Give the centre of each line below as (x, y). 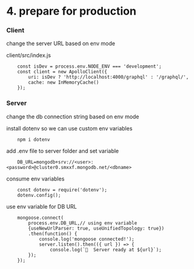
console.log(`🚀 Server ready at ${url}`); (106, 249)
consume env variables (36, 179)
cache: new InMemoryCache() (64, 83)
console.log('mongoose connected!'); (87, 239)
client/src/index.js (29, 56)
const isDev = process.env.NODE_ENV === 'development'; (90, 66)
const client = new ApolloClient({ (62, 72)
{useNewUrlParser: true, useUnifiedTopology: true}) (96, 228)
